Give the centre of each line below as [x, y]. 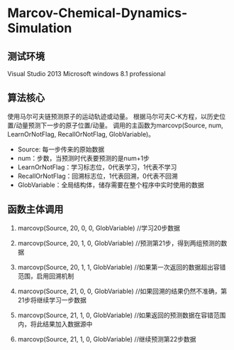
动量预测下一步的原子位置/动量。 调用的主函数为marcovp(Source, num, [119, 125]
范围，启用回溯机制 [46, 276]
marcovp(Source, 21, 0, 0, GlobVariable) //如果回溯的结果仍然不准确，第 [122, 291]
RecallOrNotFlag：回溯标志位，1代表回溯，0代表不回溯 [97, 176]
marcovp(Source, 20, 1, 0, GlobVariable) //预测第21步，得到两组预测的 [119, 243]
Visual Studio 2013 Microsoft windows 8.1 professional [87, 74]
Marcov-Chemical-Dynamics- [97, 13]
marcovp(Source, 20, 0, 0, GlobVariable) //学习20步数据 [99, 228]
